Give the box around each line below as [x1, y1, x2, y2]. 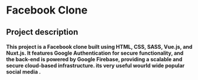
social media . [6, 68, 41, 75]
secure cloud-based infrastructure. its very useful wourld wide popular [6, 62, 185, 69]
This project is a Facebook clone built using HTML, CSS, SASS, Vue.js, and [6, 44, 193, 51]
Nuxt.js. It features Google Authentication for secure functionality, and [6, 49, 184, 56]
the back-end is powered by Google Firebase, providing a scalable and [6, 56, 183, 63]
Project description [6, 27, 79, 37]
